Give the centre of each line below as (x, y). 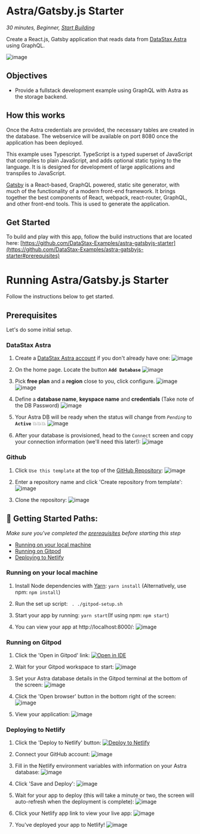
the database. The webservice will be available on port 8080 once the (92, 136)
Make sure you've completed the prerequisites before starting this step (93, 533)
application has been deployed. (45, 142)
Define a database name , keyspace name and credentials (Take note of (104, 399)
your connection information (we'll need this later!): (78, 442)
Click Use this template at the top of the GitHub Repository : (89, 470)
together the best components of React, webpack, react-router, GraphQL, (97, 197)
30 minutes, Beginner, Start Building (50, 27)
